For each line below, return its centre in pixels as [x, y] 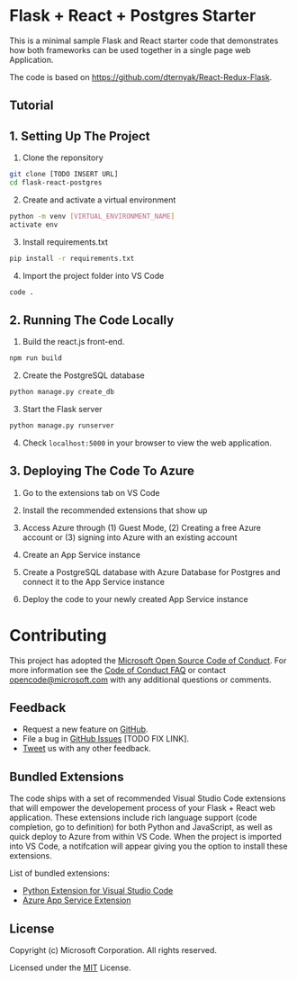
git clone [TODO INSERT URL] [64, 175]
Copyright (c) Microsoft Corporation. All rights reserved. [113, 950]
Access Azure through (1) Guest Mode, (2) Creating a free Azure [141, 527]
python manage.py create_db [62, 392]
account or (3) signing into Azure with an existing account [130, 537]
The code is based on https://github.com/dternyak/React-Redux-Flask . [141, 76]
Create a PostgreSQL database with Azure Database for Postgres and [151, 571]
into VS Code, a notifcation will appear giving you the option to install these [148, 846]
